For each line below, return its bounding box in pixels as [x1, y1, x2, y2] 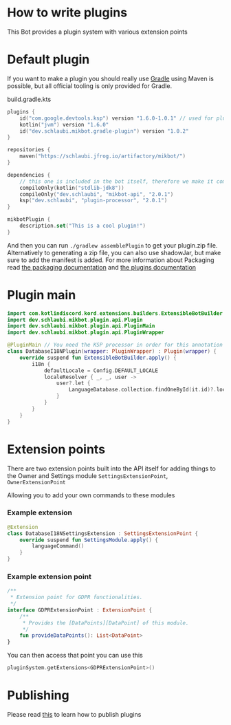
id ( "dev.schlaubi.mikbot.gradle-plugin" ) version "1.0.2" [19, 127, 189, 135]
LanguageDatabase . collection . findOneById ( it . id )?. [68, 387, 217, 393]
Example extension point [7, 572, 91, 581]
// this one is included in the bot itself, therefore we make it [19, 177, 214, 185]
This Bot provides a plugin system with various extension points [7, 28, 188, 36]
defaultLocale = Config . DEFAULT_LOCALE [43, 367, 158, 374]
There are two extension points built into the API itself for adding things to [7, 464, 217, 473]
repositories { [7, 147, 51, 153]
